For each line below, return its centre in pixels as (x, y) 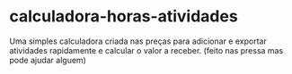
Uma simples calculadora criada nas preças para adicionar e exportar (138, 41)
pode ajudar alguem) (48, 60)
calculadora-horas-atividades (124, 16)
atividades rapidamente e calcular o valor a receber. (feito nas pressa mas (146, 50)
